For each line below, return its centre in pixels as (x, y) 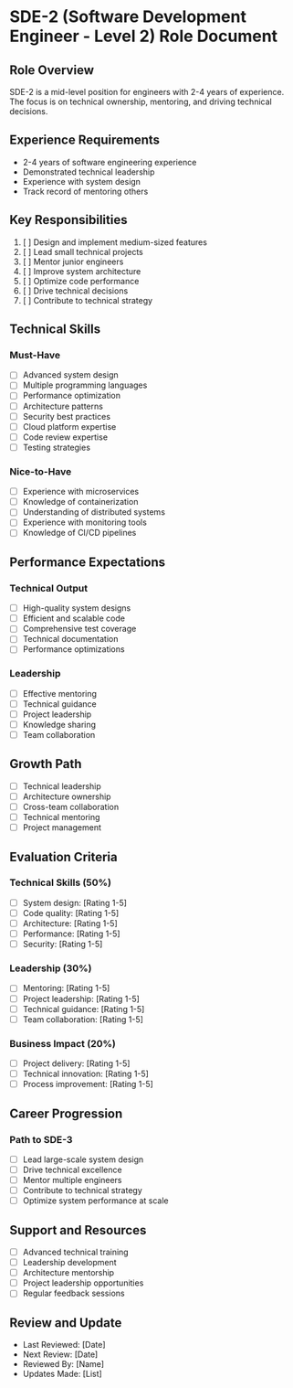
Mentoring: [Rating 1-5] (66, 988)
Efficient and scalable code (74, 618)
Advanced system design (70, 375)
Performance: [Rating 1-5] (71, 934)
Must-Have (35, 355)
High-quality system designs (77, 608)
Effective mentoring (60, 693)
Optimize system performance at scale (95, 1201)
